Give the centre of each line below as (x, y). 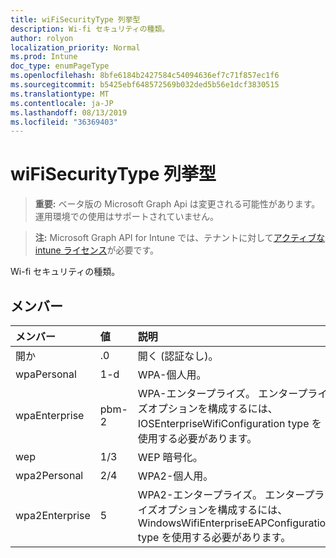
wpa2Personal (49, 475)
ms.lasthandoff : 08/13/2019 (69, 112)
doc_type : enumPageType (60, 66)
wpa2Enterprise (53, 515)
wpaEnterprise (50, 415)
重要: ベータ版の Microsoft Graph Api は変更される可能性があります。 (177, 204)
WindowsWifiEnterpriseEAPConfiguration (234, 523)
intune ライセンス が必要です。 (97, 250)
